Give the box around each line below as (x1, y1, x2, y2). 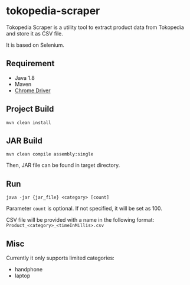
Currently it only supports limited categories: (6, 254, 115, 261)
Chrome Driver (14, 87, 51, 94)
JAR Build (6, 135, 42, 145)
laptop (14, 272, 31, 279)
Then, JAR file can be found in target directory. (6, 161, 120, 169)
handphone (14, 266, 43, 273)
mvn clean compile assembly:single (6, 151, 94, 157)
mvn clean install (6, 119, 51, 125)
